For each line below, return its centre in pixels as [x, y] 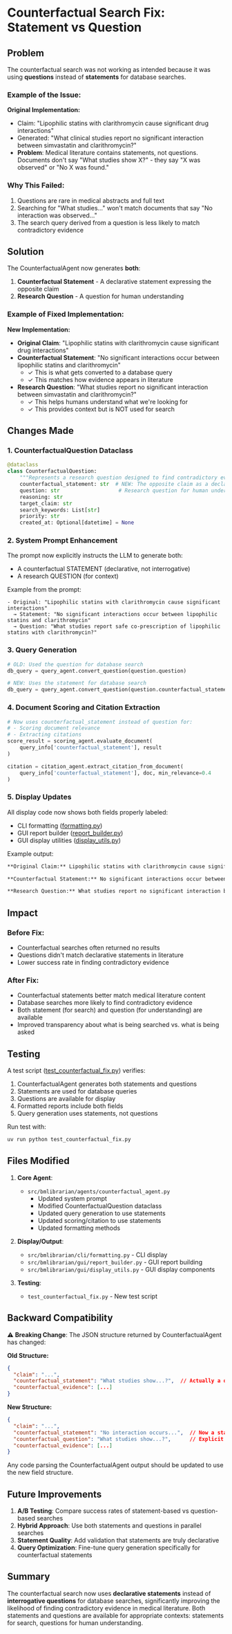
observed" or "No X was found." [63, 167]
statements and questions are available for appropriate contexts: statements [116, 1615]
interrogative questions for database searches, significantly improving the [114, 1601]
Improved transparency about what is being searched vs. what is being [118, 1025]
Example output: [30, 853]
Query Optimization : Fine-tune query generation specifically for [108, 1547]
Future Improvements [55, 1494]
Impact [22, 913]
